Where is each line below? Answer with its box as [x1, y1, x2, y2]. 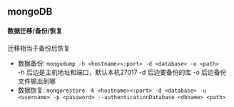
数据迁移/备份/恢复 [7, 26, 63, 35]
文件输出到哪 [17, 76, 56, 85]
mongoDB [7, 6, 53, 18]
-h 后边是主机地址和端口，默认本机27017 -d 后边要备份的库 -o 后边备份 [17, 68, 227, 76]
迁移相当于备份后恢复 [7, 44, 70, 52]
